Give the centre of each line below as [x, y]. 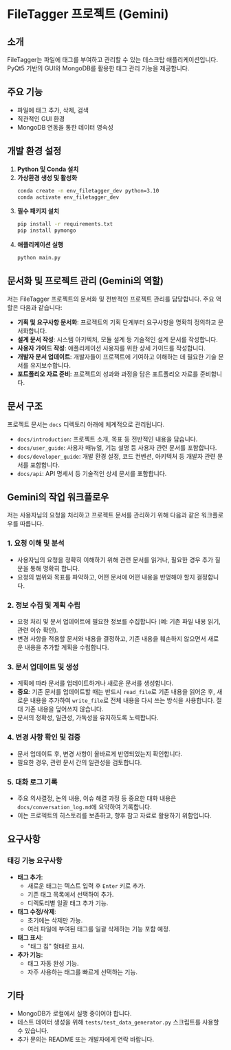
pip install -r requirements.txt [65, 224]
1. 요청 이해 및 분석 [36, 544]
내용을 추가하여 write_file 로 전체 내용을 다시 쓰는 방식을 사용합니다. [122, 700]
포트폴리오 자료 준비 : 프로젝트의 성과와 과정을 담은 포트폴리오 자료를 [108, 374]
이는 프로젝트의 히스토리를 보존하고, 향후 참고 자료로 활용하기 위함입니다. [114, 815]
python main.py [39, 258]
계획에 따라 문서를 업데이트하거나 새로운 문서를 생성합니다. [95, 683]
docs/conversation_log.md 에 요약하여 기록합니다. [85, 806]
